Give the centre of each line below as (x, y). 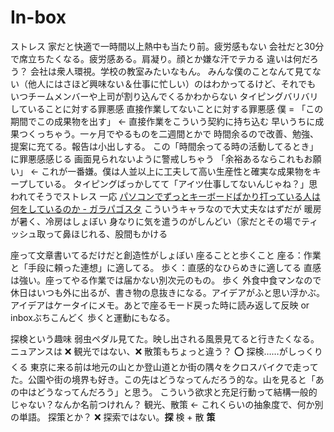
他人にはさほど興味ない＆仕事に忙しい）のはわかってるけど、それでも (172, 83)
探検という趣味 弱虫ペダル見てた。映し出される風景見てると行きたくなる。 (165, 338)
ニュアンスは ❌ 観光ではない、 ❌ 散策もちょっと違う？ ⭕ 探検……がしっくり (166, 351)
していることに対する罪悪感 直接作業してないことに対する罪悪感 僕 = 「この (167, 108)
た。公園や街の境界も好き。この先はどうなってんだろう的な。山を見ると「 (163, 379)
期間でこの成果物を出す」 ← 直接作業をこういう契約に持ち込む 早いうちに (163, 121)
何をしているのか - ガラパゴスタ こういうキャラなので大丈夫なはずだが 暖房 (166, 208)
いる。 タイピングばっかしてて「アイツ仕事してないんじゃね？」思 (181, 183)
